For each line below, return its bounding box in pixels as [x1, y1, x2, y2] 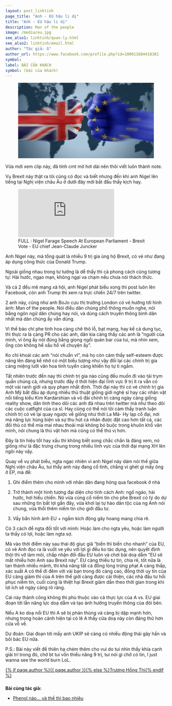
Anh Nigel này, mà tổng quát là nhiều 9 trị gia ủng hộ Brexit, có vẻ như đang [5, 253, 165, 259]
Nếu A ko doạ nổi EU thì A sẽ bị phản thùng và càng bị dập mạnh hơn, [5, 610, 153, 616]
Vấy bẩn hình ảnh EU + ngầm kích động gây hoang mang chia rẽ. [12, 516, 150, 522]
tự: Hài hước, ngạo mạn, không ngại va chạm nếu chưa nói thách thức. [5, 274, 154, 280]
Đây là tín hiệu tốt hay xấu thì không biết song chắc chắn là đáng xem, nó [5, 437, 160, 444]
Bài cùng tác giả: [5, 685, 42, 691]
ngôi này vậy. [5, 448, 34, 454]
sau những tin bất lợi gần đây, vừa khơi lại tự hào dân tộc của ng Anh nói [12, 500, 165, 506]
